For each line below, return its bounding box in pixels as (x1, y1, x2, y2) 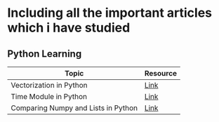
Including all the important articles (7, 5, 213, 21)
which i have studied (7, 20, 131, 36)
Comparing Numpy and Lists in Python (11, 103, 138, 113)
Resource (144, 69, 178, 78)
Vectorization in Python (11, 81, 88, 90)
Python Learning (7, 48, 82, 60)
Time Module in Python (11, 92, 88, 101)
